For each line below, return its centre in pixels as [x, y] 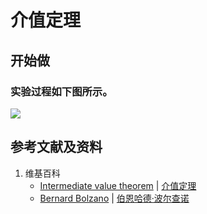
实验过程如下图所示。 [61, 91]
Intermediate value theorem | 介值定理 [118, 185]
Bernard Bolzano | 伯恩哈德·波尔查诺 [114, 198]
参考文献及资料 [56, 147]
